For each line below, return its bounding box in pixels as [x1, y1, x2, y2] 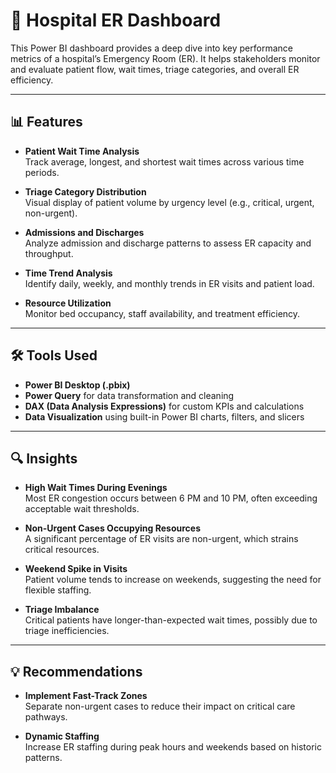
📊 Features [10, 114, 83, 131]
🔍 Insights [10, 450, 78, 467]
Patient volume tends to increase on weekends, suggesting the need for [24, 574, 322, 586]
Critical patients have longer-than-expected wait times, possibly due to [24, 614, 318, 626]
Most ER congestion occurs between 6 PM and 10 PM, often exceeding [24, 492, 318, 504]
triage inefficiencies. [24, 625, 110, 637]
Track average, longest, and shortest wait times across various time [24, 155, 305, 168]
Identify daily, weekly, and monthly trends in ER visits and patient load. [24, 277, 315, 289]
